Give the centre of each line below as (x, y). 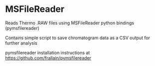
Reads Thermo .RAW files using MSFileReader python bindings (70, 23)
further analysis (21, 43)
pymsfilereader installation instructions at (48, 53)
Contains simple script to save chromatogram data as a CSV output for (78, 38)
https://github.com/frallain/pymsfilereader (48, 58)
